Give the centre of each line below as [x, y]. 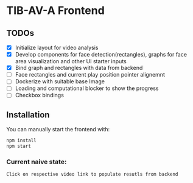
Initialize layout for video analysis [57, 47]
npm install [21, 140]
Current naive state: [37, 162]
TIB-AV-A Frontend [55, 11]
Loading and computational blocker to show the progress [87, 88]
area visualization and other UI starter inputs [71, 61]
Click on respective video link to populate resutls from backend [92, 174]
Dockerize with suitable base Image [60, 81]
